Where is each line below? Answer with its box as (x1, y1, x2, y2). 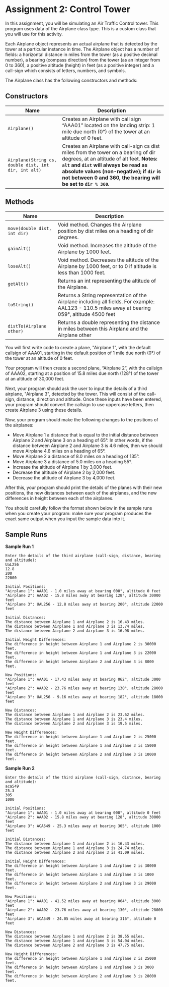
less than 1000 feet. (57, 269, 106, 276)
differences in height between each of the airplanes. (5, 495, 114, 501)
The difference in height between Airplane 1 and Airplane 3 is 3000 (5, 965, 154, 970)
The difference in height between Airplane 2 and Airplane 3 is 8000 (5, 660, 154, 665)
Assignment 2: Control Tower (5, 4, 131, 15)
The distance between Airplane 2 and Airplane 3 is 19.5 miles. (5, 721, 143, 726)
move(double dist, (8, 226, 52, 231)
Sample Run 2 (5, 765, 35, 772)
